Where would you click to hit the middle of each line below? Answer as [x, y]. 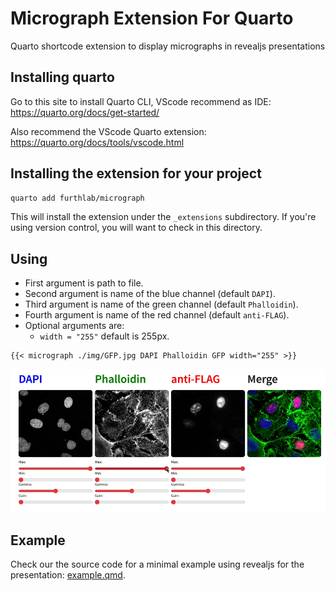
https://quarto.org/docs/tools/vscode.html [97, 142]
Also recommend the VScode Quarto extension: [108, 131]
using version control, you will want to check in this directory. [136, 228]
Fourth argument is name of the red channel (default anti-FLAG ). [157, 315]
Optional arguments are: [74, 326]
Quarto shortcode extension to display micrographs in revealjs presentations [168, 46]
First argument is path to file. [84, 283]
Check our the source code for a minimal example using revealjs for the [157, 564]
